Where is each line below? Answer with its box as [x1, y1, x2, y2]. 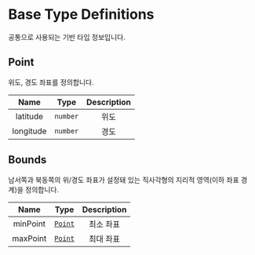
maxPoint [12, 233, 47, 244]
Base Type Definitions [8, 5, 155, 24]
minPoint [13, 218, 46, 229]
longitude [12, 126, 47, 137]
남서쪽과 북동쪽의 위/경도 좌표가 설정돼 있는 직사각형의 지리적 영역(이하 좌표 [8, 175, 239, 184]
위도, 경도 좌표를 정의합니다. [8, 77, 94, 87]
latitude [15, 111, 44, 122]
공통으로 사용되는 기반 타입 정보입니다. [8, 32, 126, 42]
